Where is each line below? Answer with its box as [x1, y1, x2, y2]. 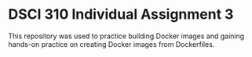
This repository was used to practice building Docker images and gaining [8, 31, 245, 41]
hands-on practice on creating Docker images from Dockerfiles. [8, 39, 215, 48]
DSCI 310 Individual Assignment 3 [8, 5, 234, 23]
